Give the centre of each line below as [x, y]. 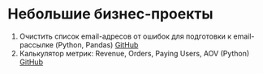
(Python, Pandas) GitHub [97, 44]
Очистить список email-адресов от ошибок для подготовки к [125, 36]
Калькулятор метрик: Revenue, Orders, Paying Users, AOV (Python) [134, 53]
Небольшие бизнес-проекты [110, 14]
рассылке [37, 44]
